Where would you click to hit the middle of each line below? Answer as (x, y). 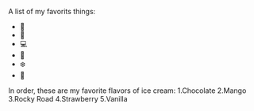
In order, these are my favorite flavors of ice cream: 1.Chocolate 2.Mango (127, 91)
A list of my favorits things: (52, 11)
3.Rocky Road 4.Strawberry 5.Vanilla (68, 99)
